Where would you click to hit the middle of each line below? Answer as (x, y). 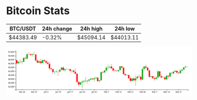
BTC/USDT (23, 29)
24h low (124, 29)
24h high (91, 29)
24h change (57, 29)
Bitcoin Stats (38, 11)
